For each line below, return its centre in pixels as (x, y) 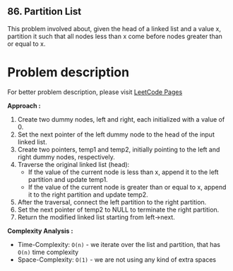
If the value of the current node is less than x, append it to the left (123, 172)
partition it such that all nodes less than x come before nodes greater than (115, 36)
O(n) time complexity (48, 252)
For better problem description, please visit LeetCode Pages (95, 92)
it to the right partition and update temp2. (88, 195)
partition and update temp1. (68, 179)
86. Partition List (44, 12)
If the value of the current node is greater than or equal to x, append (127, 187)
